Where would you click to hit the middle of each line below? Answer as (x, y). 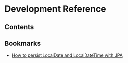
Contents (19, 27)
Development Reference (56, 9)
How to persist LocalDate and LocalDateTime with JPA (67, 55)
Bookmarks (23, 43)
